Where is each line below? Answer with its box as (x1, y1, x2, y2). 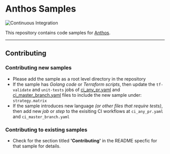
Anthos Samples (5, 3, 76, 15)
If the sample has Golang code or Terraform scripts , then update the (12, 81, 155, 87)
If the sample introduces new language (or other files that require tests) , (12, 102, 163, 109)
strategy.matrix (12, 98, 47, 103)
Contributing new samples (5, 64, 72, 71)
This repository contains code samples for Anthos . (5, 29, 111, 35)
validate (12, 87, 31, 93)
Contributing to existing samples (5, 126, 88, 133)
